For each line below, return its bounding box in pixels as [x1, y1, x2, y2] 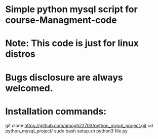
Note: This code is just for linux [5, 38, 139, 49]
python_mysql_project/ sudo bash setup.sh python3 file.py [5, 128, 128, 134]
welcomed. [5, 82, 53, 94]
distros [5, 48, 35, 60]
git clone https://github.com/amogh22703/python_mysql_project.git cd [5, 122, 153, 128]
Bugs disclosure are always [5, 72, 123, 83]
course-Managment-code [5, 14, 117, 26]
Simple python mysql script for [5, 4, 138, 15]
